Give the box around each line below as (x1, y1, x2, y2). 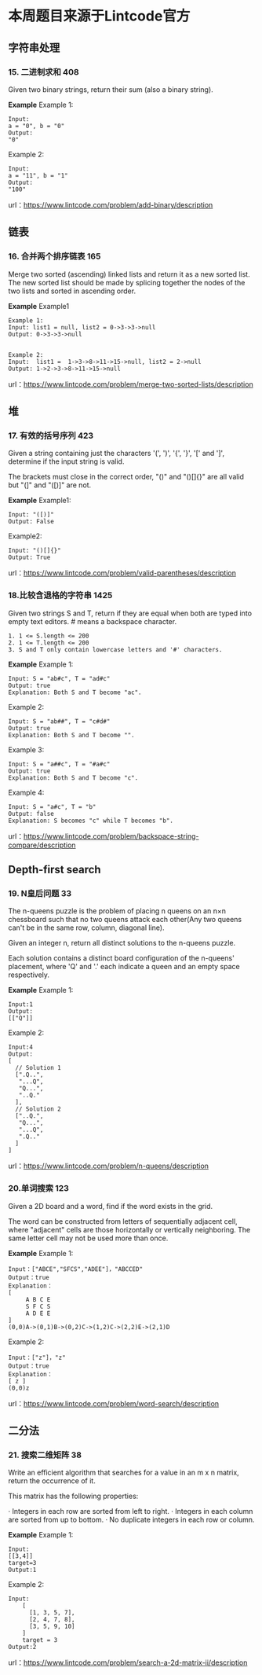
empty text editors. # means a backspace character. (8, 616, 177, 626)
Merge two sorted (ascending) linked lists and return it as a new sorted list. (8, 269, 250, 279)
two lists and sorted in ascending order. (8, 286, 136, 296)
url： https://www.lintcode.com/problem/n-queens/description (8, 1161, 209, 1171)
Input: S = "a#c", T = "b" (8, 803, 96, 810)
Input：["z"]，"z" (8, 1354, 66, 1361)
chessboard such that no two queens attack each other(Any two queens (8, 915, 242, 924)
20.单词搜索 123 (8, 1183, 69, 1194)
